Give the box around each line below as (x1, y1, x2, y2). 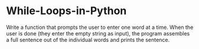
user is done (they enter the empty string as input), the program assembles (6, 30, 190, 37)
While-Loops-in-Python (6, 4, 127, 18)
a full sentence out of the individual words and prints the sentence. (6, 36, 170, 43)
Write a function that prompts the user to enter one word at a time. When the (6, 24, 194, 31)
